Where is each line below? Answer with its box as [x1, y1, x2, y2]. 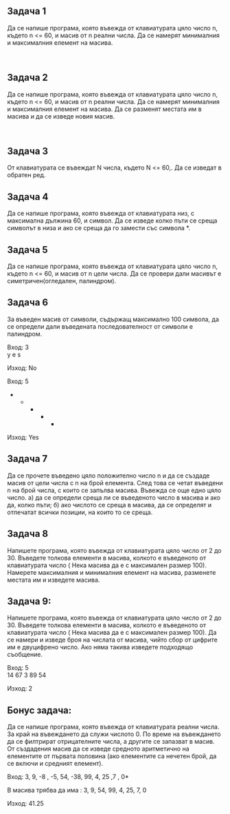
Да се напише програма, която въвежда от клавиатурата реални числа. [7, 723, 220, 731]
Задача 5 [7, 244, 48, 256]
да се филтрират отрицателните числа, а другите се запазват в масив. [7, 737, 215, 746]
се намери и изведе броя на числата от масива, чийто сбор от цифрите [7, 635, 218, 644]
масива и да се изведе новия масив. [7, 112, 115, 120]
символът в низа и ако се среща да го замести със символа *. [7, 224, 191, 232]
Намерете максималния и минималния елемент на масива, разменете [7, 568, 216, 576]
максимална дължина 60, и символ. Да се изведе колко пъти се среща [7, 216, 218, 225]
